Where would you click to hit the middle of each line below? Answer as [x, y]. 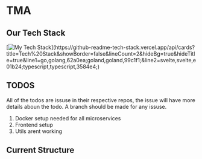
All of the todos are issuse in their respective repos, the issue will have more [101, 100]
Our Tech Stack [36, 33]
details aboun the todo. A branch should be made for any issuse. [87, 106]
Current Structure [40, 150]
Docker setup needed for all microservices [68, 118]
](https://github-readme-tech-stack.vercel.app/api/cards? [123, 47]
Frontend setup [34, 125]
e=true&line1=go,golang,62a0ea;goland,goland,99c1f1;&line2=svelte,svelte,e [101, 60]
